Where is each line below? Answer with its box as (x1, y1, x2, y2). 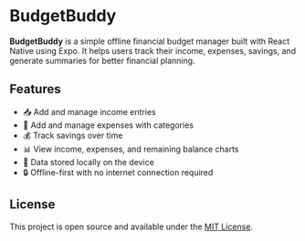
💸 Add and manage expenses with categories (22, 120, 195, 131)
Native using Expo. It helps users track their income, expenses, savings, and (9, 45, 297, 56)
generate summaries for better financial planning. (9, 55, 195, 66)
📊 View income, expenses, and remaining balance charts (22, 143, 239, 154)
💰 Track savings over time (22, 130, 123, 141)
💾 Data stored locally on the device (22, 156, 155, 167)
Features (9, 81, 61, 97)
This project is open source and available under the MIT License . (9, 221, 254, 232)
